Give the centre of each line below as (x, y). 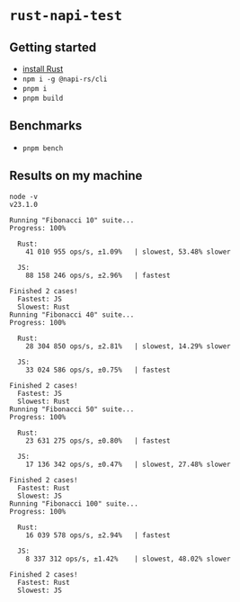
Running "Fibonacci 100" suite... (74, 503)
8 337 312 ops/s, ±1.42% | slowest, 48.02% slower (128, 559)
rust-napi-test (66, 16)
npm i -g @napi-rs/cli (65, 79)
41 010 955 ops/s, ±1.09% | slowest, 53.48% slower (128, 252)
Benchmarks (46, 126)
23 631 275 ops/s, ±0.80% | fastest (98, 440)
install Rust (43, 69)
